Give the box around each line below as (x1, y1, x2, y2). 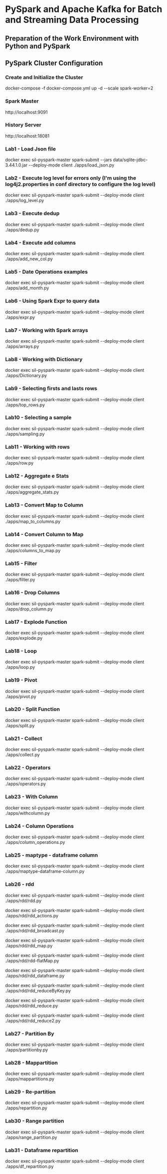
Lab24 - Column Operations (5, 822, 74, 829)
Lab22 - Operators (5, 764, 51, 771)
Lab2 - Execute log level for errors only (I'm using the (5, 175, 137, 182)
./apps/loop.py (5, 664, 35, 670)
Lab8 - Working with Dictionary (5, 356, 83, 363)
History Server (5, 122, 41, 129)
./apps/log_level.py (5, 198, 44, 204)
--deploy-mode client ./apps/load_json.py (28, 162, 115, 168)
